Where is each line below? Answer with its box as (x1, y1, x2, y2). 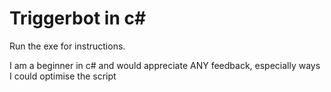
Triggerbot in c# (9, 7, 147, 30)
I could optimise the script (9, 70, 117, 82)
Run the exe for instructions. (9, 40, 126, 52)
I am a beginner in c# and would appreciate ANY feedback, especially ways (9, 59, 321, 71)
